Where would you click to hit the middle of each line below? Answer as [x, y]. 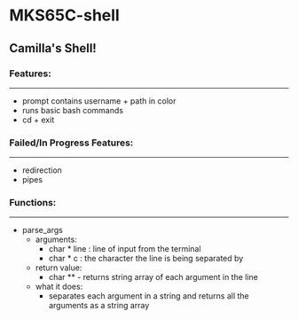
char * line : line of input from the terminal [125, 249]
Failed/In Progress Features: [71, 143]
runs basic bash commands [73, 110]
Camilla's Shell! [53, 48]
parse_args [43, 230]
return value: [59, 268]
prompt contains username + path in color [99, 101]
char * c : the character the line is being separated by [146, 259]
